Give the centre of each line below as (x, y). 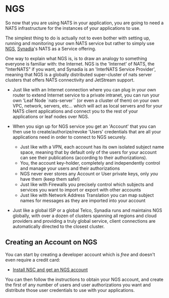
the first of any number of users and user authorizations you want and (78, 285)
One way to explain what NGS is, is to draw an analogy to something (76, 58)
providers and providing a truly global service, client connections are (84, 221)
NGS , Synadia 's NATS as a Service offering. (51, 48)
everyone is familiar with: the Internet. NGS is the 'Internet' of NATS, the (80, 64)
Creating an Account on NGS (51, 242)
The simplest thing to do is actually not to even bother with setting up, (78, 38)
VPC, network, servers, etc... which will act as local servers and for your (88, 106)
